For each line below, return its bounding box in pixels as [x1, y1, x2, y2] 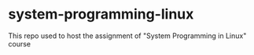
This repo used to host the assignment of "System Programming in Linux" [8, 31, 247, 40]
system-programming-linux [8, 5, 194, 23]
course [8, 39, 31, 48]
